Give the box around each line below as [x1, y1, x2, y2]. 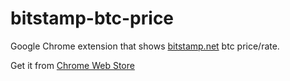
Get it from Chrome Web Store [10, 59, 135, 71]
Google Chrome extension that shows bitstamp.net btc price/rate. [10, 40, 280, 52]
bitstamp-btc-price [10, 7, 175, 30]
